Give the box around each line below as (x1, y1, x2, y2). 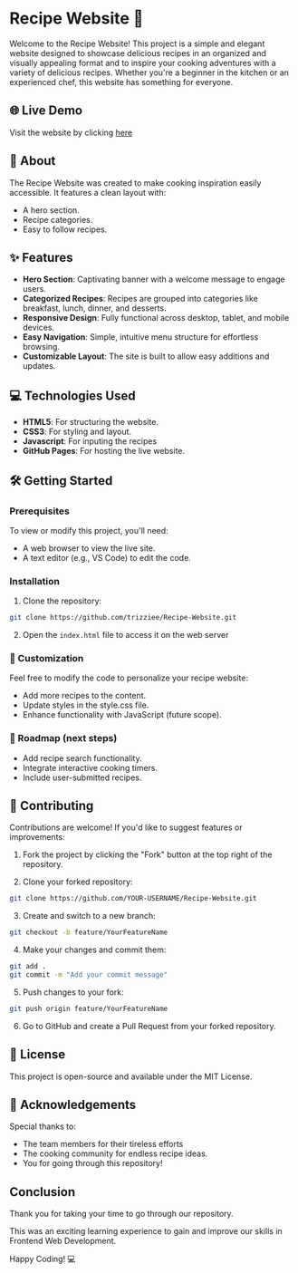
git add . (9, 962, 47, 971)
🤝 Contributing (9, 798, 94, 814)
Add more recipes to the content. (22, 690, 147, 701)
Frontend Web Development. (9, 1236, 117, 1247)
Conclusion (9, 1184, 76, 1200)
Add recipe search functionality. (22, 752, 142, 764)
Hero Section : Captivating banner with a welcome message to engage (22, 274, 285, 284)
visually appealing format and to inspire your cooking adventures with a (9, 57, 276, 68)
